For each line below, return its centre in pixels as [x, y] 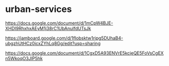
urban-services [38, 9]
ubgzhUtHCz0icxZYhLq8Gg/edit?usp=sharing [53, 43]
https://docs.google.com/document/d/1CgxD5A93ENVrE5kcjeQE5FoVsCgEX [84, 53]
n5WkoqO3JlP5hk [24, 58]
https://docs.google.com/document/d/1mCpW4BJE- [59, 23]
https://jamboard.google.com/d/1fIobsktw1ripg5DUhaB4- [64, 38]
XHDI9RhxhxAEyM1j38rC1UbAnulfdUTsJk [48, 28]
